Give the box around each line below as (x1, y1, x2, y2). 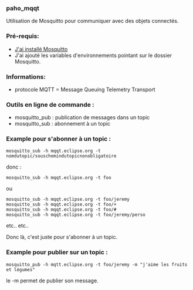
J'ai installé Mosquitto (14, 45, 68, 52)
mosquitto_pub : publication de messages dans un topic (14, 114, 150, 121)
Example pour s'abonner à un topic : (6, 135, 111, 143)
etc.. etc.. (6, 222, 29, 230)
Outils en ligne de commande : (6, 100, 95, 109)
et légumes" (6, 267, 35, 272)
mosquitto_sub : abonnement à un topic (14, 120, 110, 127)
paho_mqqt (6, 4, 40, 12)
